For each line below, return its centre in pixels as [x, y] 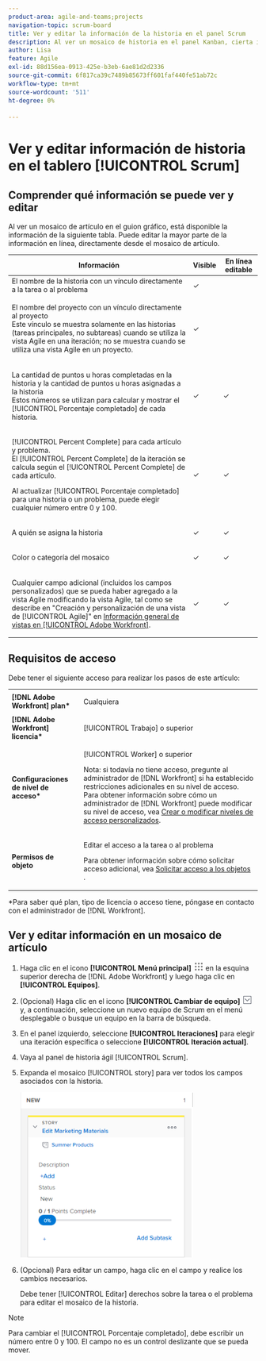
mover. [19, 1350]
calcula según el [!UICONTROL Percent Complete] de [99, 467]
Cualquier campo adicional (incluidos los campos [91, 582]
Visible [205, 265]
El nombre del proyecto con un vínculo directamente [97, 308]
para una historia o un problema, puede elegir [85, 499]
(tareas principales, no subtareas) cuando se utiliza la [99, 333]
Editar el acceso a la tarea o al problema [148, 845]
